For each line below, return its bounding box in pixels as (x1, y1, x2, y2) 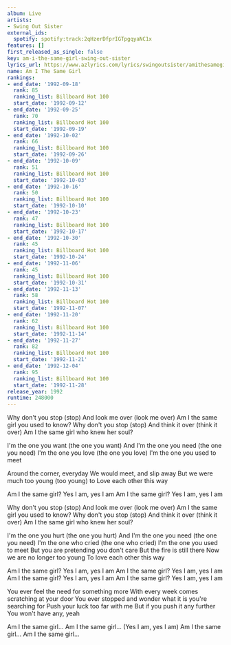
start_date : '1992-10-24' (13, 254, 88, 260)
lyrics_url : (7, 61, 41, 68)
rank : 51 (13, 163, 38, 171)
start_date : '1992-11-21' (13, 356, 88, 363)
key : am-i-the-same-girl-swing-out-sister (7, 55, 131, 62)
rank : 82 (13, 343, 38, 350)
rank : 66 (13, 139, 38, 145)
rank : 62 (13, 318, 38, 325)
